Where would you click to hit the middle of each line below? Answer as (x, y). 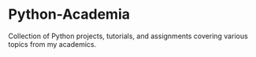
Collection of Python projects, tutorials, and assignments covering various (128, 36)
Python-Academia (69, 14)
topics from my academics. (52, 44)
